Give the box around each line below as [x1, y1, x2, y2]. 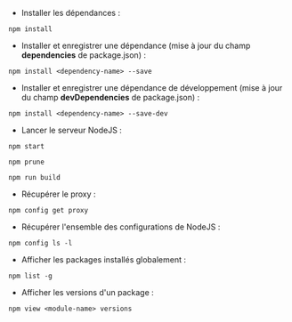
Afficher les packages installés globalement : [20, 254, 186, 265]
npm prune [8, 157, 45, 166]
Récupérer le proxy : [20, 189, 96, 199]
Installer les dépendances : [20, 8, 121, 18]
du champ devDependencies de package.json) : [20, 93, 200, 102]
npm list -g [8, 271, 53, 280]
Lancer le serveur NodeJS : [20, 125, 122, 135]
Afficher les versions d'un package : [20, 287, 155, 297]
